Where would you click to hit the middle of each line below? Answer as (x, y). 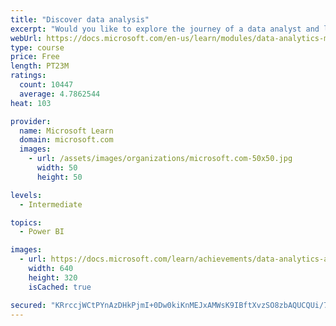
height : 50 (59, 177)
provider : (31, 121)
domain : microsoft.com (66, 140)
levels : (26, 195)
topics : (26, 222)
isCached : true (60, 287)
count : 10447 (46, 85)
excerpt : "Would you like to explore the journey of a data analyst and (165, 29)
